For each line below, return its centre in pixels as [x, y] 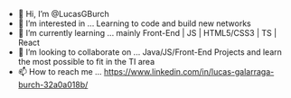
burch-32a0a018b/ [53, 85]
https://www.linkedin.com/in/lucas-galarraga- [189, 71]
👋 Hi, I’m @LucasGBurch [64, 14]
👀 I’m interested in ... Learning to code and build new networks [134, 23]
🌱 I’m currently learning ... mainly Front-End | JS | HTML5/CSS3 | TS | [147, 33]
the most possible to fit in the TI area [86, 62]
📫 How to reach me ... [60, 71]
